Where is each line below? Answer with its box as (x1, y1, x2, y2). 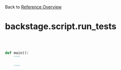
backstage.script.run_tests (5, 21, 117, 32)
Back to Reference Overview (5, 4, 62, 10)
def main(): (5, 50, 29, 55)
